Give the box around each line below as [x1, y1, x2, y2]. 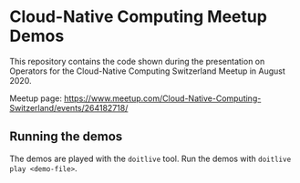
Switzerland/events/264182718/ [9, 102, 129, 113]
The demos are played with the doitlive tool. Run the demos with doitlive [9, 153, 292, 164]
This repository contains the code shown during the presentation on [9, 56, 265, 66]
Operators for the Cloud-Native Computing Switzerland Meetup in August [9, 66, 285, 76]
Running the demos [9, 129, 123, 145]
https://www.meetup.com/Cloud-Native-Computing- [63, 93, 262, 104]
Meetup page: [9, 93, 62, 104]
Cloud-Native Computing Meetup [9, 6, 267, 27]
